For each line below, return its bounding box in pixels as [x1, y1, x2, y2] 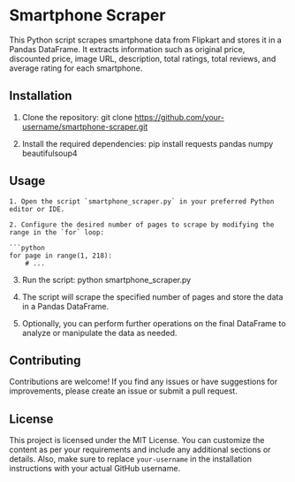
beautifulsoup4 [21, 148, 78, 158]
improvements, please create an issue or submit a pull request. [9, 386, 238, 396]
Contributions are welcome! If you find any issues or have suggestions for [9, 377, 278, 387]
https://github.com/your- [133, 111, 225, 122]
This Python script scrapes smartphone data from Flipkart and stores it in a [9, 34, 283, 45]
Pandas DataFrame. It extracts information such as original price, [9, 43, 246, 54]
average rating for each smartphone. [9, 63, 143, 73]
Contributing [9, 353, 81, 368]
